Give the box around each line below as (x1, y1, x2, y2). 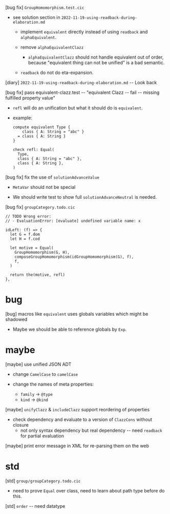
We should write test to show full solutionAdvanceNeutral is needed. (12, 194, 157, 200)
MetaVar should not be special (12, 184, 76, 190)
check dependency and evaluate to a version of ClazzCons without (12, 416, 153, 423)
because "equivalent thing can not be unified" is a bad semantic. (28, 60, 165, 66)
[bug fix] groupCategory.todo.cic (5, 204, 75, 210)
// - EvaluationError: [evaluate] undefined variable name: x (5, 218, 141, 223)
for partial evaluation (20, 432, 64, 439)
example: (12, 115, 32, 121)
